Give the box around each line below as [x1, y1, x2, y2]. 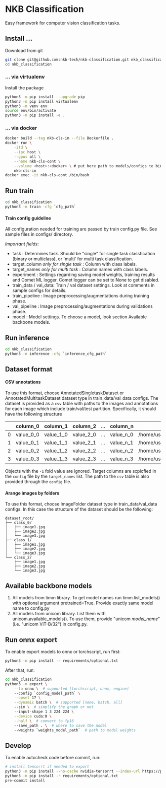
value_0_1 [15, 439, 40, 446]
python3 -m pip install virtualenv [5, 99, 79, 104]
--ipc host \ [14, 150, 41, 155]
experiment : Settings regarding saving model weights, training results [12, 272, 155, 278]
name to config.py [12, 605, 50, 611]
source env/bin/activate [5, 108, 56, 113]
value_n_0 [110, 431, 133, 438]
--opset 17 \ [14, 695, 41, 701]
